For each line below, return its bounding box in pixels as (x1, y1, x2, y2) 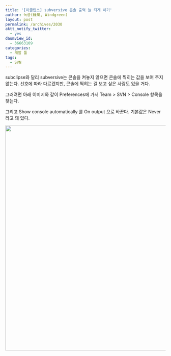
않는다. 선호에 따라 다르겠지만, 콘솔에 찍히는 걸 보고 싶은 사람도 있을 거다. (5, 81, 150, 87)
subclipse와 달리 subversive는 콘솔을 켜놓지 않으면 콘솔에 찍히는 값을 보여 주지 (5, 74, 164, 81)
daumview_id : (5, 36, 33, 41)
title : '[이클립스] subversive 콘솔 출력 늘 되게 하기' (5, 7, 112, 13)
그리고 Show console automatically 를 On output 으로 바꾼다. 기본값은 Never (5, 109, 161, 115)
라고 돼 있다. (5, 115, 30, 121)
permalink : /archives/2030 (5, 21, 63, 27)
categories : (5, 45, 31, 50)
